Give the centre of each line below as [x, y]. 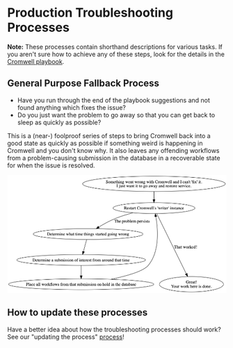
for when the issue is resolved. [51, 165]
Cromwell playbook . [36, 61]
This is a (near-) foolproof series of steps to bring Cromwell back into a [109, 135]
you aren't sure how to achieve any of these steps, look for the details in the [116, 54]
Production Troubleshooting [90, 13]
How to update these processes [78, 313]
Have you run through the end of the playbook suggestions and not [114, 100]
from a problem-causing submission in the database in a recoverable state [114, 158]
